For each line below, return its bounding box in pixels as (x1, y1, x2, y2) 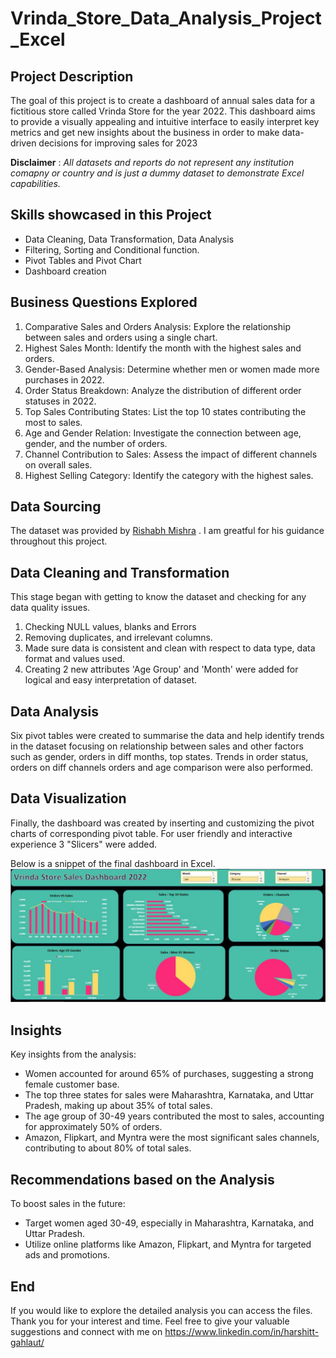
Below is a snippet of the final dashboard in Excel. (10, 857, 216, 869)
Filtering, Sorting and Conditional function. (24, 243, 200, 256)
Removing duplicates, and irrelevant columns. (24, 632, 213, 644)
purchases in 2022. (24, 373, 105, 386)
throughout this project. (10, 535, 108, 547)
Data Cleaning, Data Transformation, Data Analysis (24, 233, 235, 245)
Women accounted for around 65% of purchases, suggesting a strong (24, 1068, 314, 1080)
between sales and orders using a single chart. (24, 331, 218, 343)
